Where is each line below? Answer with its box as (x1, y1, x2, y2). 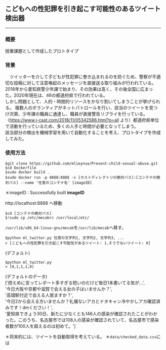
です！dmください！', (9, 304, 53, 310)
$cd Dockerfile (5, 165, 37, 170)
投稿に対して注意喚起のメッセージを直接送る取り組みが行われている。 (13, 80, 157, 86)
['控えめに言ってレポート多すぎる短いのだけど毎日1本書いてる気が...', (5, 280, 145, 286)
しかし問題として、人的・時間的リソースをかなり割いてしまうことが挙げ (5, 99, 152, 105)
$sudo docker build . (5, 170, 50, 175)
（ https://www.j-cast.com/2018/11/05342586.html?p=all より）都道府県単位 (5, 117, 160, 123)
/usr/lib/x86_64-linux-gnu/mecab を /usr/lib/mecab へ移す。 (5, 225, 126, 231)
